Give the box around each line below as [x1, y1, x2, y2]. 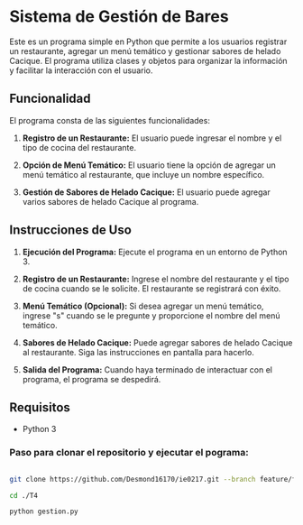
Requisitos [9, 400, 70, 415]
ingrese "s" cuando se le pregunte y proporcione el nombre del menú [22, 309, 280, 321]
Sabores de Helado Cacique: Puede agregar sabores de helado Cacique [22, 336, 293, 348]
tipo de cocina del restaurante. [22, 142, 137, 152]
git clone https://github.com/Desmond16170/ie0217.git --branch [9, 474, 256, 484]
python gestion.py [9, 507, 78, 516]
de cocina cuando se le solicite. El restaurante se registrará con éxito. [22, 282, 281, 294]
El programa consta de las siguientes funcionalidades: [9, 115, 210, 125]
